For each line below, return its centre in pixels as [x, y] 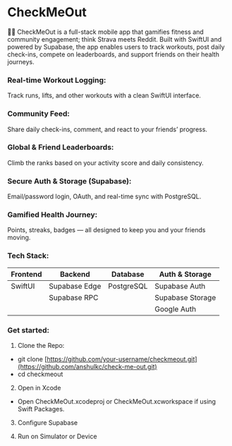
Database [128, 274]
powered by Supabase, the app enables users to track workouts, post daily [116, 47]
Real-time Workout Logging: [57, 80]
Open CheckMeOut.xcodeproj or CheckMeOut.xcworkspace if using [117, 402]
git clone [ [32, 359]
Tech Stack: [28, 256]
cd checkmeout [40, 374]
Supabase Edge [75, 286]
